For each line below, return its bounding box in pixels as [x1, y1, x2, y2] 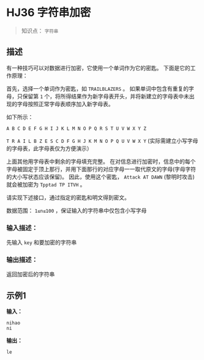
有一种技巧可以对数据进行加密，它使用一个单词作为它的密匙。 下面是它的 [6, 64, 191, 71]
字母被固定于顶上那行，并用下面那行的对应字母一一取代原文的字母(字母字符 [6, 165, 197, 172]
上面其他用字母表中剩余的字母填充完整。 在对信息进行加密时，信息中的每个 [6, 158, 196, 165]
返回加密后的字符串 [6, 270, 55, 278]
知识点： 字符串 [21, 27, 59, 34]
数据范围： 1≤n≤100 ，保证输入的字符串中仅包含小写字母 [6, 207, 147, 214]
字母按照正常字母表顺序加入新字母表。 [17, 100, 114, 107]
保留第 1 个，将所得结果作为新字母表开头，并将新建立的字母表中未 [22, 93, 190, 100]
